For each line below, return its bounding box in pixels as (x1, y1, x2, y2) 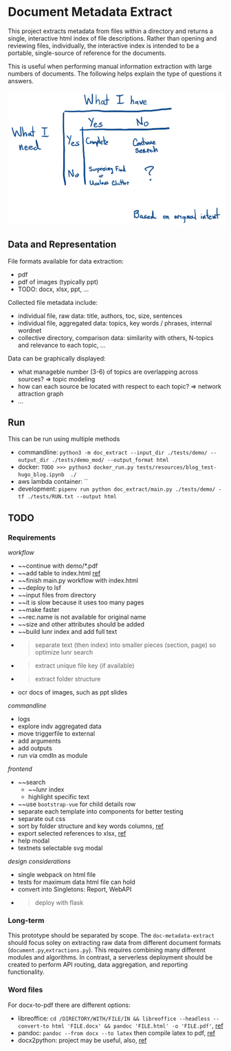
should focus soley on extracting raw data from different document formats (8, 939, 221, 947)
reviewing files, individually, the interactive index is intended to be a (8, 41, 199, 50)
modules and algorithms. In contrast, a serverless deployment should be (8, 953, 213, 962)
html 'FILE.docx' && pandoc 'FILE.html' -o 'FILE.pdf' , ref (52, 1021, 224, 1030)
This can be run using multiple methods (8, 435, 120, 443)
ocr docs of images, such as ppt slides (17, 688, 128, 697)
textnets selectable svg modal (17, 844, 103, 852)
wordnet (17, 326, 42, 335)
